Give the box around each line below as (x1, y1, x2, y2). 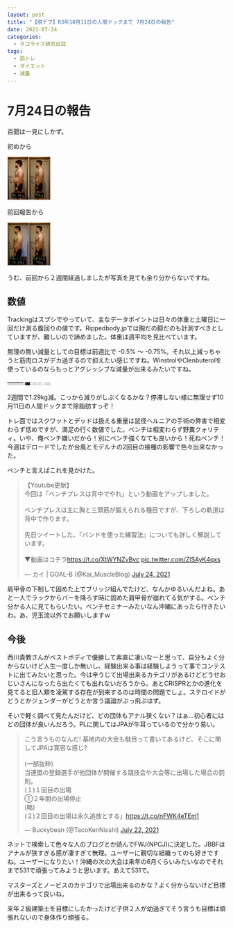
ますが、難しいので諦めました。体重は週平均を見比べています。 (19, 333, 201, 341)
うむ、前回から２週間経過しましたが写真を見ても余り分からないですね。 (7, 273, 214, 282)
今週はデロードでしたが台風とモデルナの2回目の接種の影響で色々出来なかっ (7, 442, 224, 451)
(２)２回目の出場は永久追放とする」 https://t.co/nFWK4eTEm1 (24, 812, 199, 820)
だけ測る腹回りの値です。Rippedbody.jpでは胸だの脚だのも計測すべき (12, 324, 212, 333)
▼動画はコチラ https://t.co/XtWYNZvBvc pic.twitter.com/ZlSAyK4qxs (24, 555, 221, 563)
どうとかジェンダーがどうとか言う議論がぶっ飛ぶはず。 (7, 696, 165, 705)
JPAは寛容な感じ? (36, 744, 88, 752)
